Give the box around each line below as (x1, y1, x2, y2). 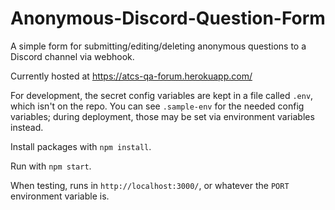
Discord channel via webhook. (10, 50, 135, 62)
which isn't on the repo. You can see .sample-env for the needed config (10, 100, 305, 112)
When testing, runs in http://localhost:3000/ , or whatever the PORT (10, 179, 290, 191)
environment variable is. (10, 190, 110, 202)
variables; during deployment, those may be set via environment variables (10, 110, 315, 122)
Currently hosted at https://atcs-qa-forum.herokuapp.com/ (10, 70, 253, 82)
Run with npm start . (10, 160, 92, 172)
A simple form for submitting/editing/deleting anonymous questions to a (10, 40, 307, 52)
